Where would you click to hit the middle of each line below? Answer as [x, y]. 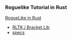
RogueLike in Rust [23, 18]
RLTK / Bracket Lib [31, 27]
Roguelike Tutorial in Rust [36, 7]
